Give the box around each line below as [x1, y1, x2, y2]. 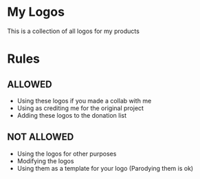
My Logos [7, 4, 65, 20]
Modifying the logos [16, 156, 74, 165]
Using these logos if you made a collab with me [16, 96, 152, 105]
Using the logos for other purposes [16, 149, 117, 158]
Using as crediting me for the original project [16, 104, 144, 112]
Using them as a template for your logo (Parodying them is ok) [16, 164, 194, 172]
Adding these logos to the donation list [16, 111, 127, 119]
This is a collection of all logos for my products [7, 27, 140, 35]
